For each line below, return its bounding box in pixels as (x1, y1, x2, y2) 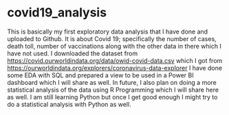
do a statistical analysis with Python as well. (7, 100, 132, 108)
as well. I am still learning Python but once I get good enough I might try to (7, 92, 218, 101)
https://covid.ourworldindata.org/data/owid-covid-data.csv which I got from (7, 56, 223, 64)
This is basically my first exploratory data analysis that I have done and (7, 27, 208, 36)
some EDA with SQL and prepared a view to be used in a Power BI (7, 71, 194, 79)
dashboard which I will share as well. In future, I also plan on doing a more (7, 78, 217, 86)
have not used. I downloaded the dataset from (7, 49, 138, 57)
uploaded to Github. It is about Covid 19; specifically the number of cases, (7, 34, 217, 42)
